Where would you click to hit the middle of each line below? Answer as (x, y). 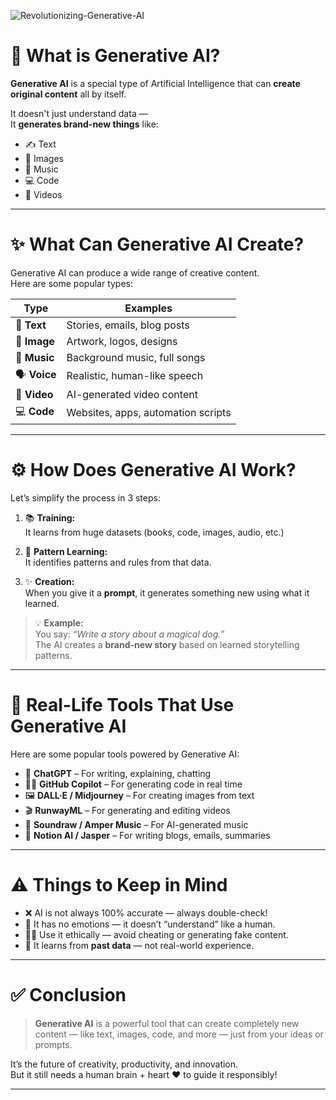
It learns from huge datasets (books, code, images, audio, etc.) (154, 532)
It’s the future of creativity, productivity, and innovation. (124, 1064)
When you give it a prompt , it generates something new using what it (167, 592)
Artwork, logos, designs (122, 341)
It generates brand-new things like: (84, 124)
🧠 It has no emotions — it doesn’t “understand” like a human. (150, 924)
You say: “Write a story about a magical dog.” (129, 634)
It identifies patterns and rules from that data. (118, 562)
